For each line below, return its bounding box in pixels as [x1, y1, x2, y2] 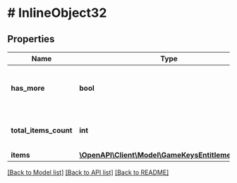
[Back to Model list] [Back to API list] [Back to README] [7, 168, 169, 177]
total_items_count [11, 125, 73, 135]
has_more [11, 83, 45, 93]
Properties [7, 33, 55, 45]
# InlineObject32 [7, 5, 107, 21]
